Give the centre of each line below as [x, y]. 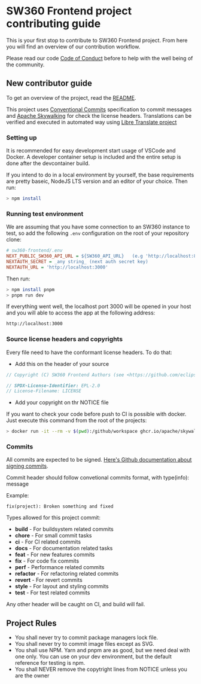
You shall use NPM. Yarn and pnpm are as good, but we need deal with [102, 651]
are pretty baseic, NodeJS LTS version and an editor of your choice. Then [97, 181]
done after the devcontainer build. [48, 163]
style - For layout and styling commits [62, 587]
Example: [18, 496]
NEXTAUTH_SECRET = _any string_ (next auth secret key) [77, 261]
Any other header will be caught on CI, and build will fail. [76, 604]
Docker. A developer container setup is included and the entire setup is [94, 157]
